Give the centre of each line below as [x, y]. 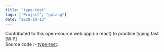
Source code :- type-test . [32, 44]
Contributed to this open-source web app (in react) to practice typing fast [82, 34]
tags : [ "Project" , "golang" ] [36, 15]
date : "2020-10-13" [26, 19]
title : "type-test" [26, 10]
